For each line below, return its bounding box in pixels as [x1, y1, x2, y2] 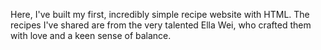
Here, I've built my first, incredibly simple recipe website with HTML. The [10, 9, 310, 20]
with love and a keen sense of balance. [10, 30, 172, 41]
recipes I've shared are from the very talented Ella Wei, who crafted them [10, 19, 312, 31]
